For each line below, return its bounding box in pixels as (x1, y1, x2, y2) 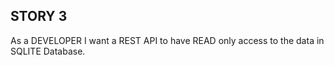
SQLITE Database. (10, 45, 86, 57)
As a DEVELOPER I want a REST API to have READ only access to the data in (10, 34, 325, 46)
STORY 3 (10, 8, 68, 25)
